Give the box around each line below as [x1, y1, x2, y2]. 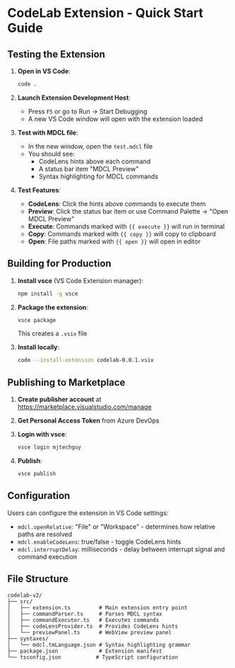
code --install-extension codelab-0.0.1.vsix [17, 357, 154, 364]
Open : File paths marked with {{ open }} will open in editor [28, 237, 201, 246]
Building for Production [7, 258, 112, 270]
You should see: [28, 149, 76, 158]
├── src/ [7, 598, 33, 605]
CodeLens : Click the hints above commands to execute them [28, 200, 206, 208]
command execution [17, 552, 78, 560]
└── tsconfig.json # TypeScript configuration [7, 653, 179, 661]
